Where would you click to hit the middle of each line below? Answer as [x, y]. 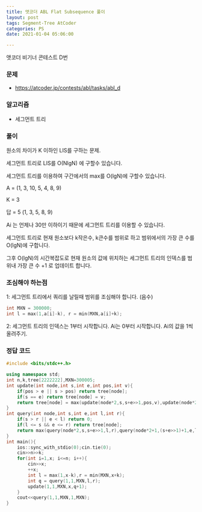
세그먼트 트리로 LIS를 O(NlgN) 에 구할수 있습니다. [64, 163]
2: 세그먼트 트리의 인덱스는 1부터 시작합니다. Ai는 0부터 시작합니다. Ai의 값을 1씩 [100, 326]
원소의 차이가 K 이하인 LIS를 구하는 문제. [54, 151]
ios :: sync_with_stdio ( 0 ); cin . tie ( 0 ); [64, 447]
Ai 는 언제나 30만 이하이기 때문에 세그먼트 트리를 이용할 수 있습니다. [86, 225]
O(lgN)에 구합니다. [28, 245]
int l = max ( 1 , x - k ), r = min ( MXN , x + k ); [76, 475]
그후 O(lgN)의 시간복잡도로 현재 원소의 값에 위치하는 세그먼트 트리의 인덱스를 [96, 258]
